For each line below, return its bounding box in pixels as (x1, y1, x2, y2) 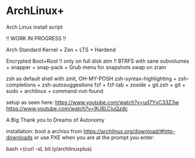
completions (6, 81, 36, 88)
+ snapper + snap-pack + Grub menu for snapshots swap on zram (6, 63, 167, 71)
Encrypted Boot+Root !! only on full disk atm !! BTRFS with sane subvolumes (6, 57, 189, 64)
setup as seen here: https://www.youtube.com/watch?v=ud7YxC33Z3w (6, 98, 180, 106)
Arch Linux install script (6, 23, 63, 30)
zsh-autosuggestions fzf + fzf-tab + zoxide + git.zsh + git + (42, 81, 186, 88)
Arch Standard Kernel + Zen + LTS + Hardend (6, 46, 116, 53)
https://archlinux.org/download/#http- (83, 128, 176, 135)
